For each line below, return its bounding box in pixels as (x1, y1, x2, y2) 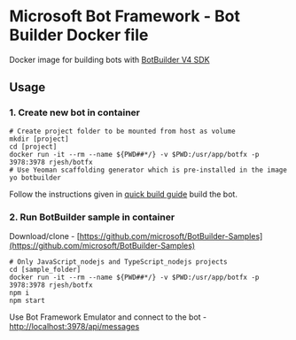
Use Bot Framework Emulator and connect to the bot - (9, 312, 207, 322)
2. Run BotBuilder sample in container (9, 211, 175, 223)
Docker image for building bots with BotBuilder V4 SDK (9, 54, 210, 65)
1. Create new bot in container (9, 106, 140, 119)
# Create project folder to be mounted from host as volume (9, 127, 237, 135)
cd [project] (9, 142, 58, 151)
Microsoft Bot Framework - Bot (9, 6, 241, 27)
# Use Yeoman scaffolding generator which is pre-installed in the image (9, 166, 288, 174)
